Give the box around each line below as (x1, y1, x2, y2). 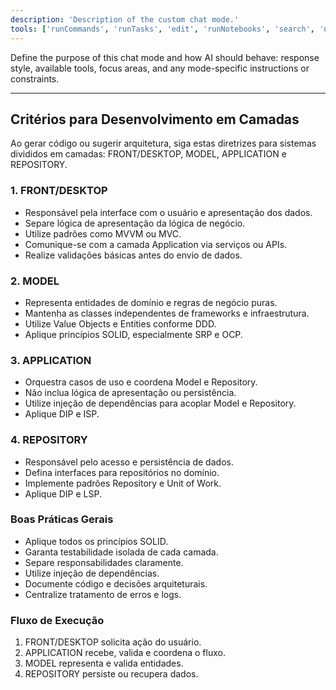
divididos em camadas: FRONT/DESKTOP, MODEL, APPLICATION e (10, 148, 287, 160)
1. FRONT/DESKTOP (10, 184, 108, 198)
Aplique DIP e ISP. (24, 408, 100, 420)
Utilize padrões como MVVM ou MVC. (24, 227, 182, 240)
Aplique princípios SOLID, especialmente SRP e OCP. (24, 328, 243, 340)
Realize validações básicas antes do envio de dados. (24, 249, 243, 261)
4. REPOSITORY (10, 433, 88, 447)
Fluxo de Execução (10, 613, 105, 627)
